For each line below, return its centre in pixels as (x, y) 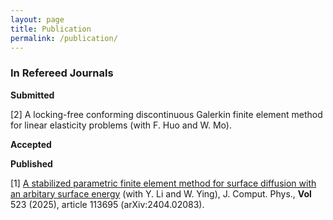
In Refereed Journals (62, 73)
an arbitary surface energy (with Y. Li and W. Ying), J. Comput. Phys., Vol (161, 193)
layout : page (37, 19)
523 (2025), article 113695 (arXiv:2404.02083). (107, 204)
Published (31, 163)
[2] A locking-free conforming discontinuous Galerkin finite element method (166, 114)
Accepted (31, 144)
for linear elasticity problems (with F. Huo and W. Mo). (121, 125)
